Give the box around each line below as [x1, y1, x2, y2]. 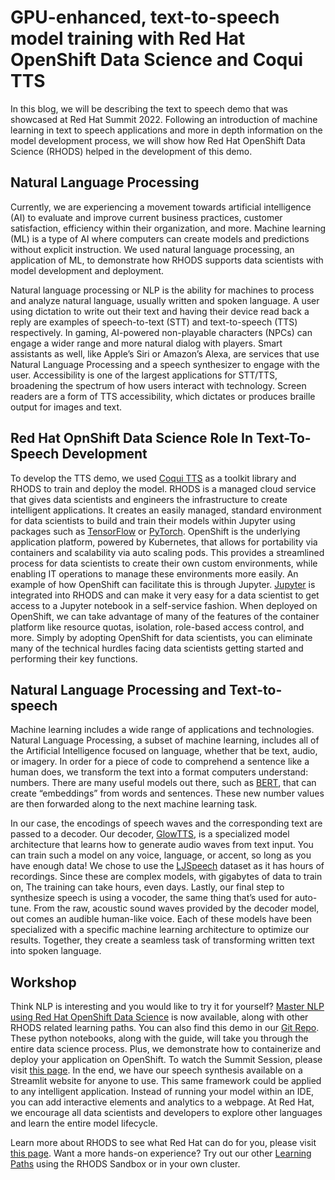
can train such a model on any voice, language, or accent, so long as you [10, 849, 312, 861]
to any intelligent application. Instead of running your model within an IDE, [10, 1086, 315, 1098]
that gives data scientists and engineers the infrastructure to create [10, 493, 288, 505]
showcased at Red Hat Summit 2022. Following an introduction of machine [10, 113, 318, 125]
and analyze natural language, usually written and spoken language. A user [10, 294, 320, 306]
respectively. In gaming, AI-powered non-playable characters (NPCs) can [10, 326, 313, 338]
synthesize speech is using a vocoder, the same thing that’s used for [10, 892, 293, 904]
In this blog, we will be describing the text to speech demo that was [10, 102, 288, 115]
